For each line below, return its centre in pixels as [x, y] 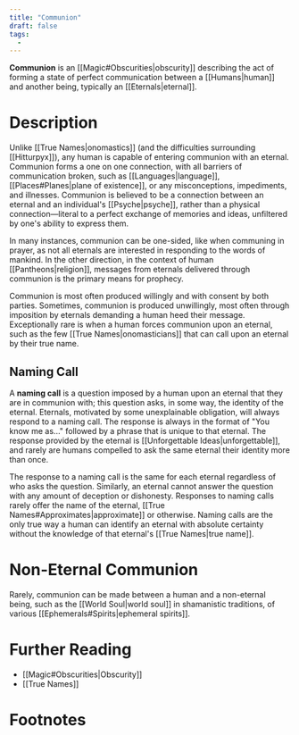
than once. [29, 459]
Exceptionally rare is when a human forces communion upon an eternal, [141, 325]
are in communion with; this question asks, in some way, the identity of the [146, 402]
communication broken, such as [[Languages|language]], [115, 176]
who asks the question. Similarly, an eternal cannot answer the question [141, 486]
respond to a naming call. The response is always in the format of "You [140, 422]
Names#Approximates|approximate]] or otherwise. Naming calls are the [141, 515]
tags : [19, 34]
